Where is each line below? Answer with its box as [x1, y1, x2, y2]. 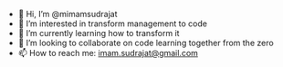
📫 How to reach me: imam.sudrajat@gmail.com [17, 48, 199, 58]
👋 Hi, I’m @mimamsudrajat [17, 9, 118, 19]
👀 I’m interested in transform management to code [17, 18, 208, 29]
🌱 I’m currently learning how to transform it [17, 28, 180, 38]
